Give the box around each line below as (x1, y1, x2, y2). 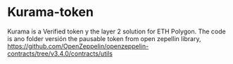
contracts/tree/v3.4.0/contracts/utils (7, 49, 113, 58)
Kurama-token (7, 4, 94, 20)
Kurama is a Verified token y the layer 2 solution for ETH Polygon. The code (7, 27, 227, 35)
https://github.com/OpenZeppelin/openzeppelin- (7, 42, 149, 50)
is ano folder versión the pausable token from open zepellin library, (7, 34, 202, 42)
